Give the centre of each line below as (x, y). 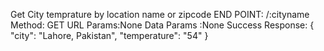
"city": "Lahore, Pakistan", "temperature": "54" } (109, 35)
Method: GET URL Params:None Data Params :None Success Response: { (162, 25)
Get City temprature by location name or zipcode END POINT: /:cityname (160, 14)
